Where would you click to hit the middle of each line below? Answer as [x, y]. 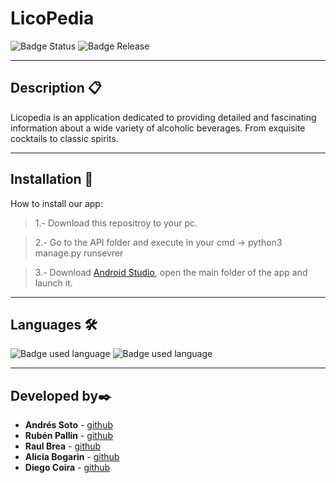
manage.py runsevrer [79, 253]
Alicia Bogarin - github [72, 457]
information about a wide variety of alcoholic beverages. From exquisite [158, 128]
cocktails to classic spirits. [64, 138]
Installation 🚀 [52, 179]
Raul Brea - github [63, 446]
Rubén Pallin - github [69, 436]
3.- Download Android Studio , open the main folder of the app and [171, 272]
